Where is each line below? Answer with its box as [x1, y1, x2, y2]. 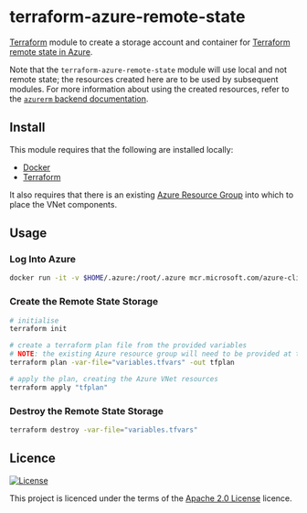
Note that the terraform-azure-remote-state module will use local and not [9, 64, 288, 75]
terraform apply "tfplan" [9, 382, 108, 392]
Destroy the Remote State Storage [9, 404, 164, 417]
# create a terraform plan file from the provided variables [9, 341, 248, 350]
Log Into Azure [9, 253, 76, 266]
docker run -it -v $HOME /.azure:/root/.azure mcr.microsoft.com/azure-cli [9, 273, 301, 283]
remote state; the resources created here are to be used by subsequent [9, 73, 279, 84]
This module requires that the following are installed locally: [9, 144, 234, 155]
